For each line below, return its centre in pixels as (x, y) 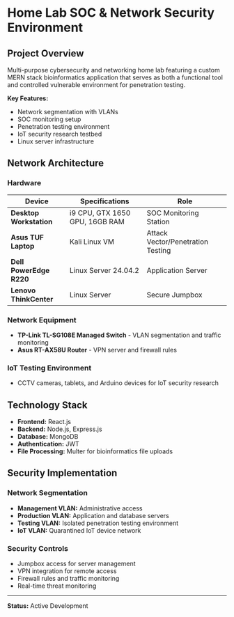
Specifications (104, 201)
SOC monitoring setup (49, 119)
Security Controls (38, 548)
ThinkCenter (32, 299)
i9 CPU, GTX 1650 (100, 212)
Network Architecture (56, 163)
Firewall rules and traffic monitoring (68, 579)
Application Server (177, 270)
